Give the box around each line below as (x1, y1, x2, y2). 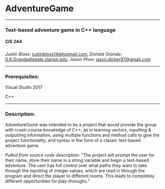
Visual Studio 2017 (5, 84, 43, 90)
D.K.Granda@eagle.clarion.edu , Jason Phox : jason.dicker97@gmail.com (5, 56, 151, 62)
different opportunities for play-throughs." (5, 178, 90, 184)
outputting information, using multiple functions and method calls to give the (5, 132, 160, 138)
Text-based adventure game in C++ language (5, 27, 116, 33)
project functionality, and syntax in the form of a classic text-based (5, 137, 141, 143)
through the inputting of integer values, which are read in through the (5, 168, 145, 174)
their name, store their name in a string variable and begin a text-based (5, 158, 149, 163)
